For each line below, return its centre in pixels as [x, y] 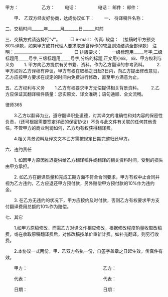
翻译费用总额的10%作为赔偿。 [40, 207]
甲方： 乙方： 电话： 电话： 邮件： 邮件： [73, 7]
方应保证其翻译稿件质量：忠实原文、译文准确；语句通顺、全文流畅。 [75, 94]
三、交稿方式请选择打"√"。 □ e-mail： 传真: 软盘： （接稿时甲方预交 [80, 39]
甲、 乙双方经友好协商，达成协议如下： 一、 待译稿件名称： [79, 18]
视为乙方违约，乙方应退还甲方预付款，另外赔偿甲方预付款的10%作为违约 [80, 183]
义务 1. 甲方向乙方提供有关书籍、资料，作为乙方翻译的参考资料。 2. [83, 65]
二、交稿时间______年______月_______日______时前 [54, 29]
